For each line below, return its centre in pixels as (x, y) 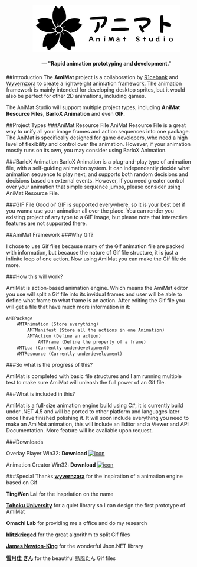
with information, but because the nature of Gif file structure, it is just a (92, 252)
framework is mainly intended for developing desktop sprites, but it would (96, 89)
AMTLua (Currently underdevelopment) (63, 348)
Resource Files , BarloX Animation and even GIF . (65, 113)
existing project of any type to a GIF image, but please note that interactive (97, 217)
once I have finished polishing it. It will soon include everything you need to (98, 418)
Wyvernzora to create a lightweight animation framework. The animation (94, 83)
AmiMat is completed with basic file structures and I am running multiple (94, 376)
